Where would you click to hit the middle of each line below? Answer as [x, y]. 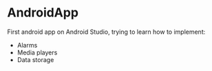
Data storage [35, 59]
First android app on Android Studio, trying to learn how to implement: [106, 32]
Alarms [27, 45]
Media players [37, 52]
